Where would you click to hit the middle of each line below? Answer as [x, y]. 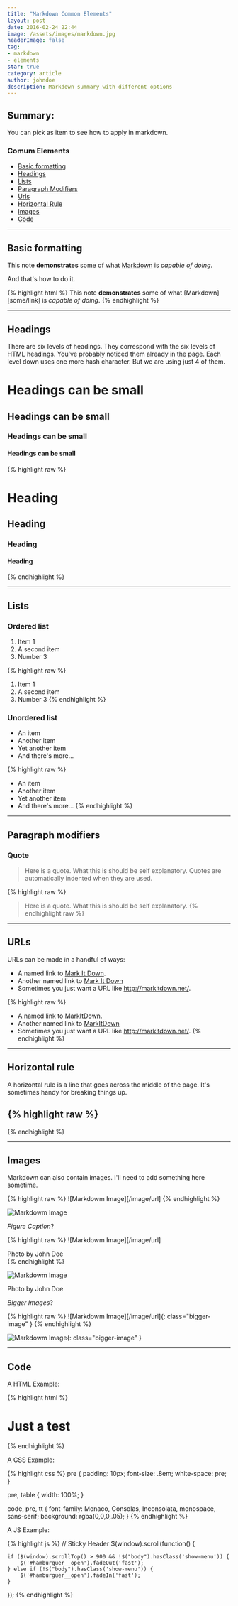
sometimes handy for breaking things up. [67, 1092]
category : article [34, 73]
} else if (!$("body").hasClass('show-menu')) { [80, 1569]
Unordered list [33, 718]
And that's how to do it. [41, 279]
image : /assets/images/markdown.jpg [61, 34]
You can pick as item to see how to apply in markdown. [88, 133]
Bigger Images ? [30, 1303]
